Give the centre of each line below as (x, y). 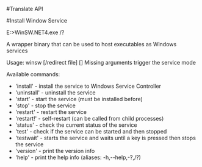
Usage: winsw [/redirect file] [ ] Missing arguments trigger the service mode (101, 62)
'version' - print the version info (55, 151)
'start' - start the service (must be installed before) (79, 99)
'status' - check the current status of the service (76, 125)
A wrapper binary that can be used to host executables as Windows (92, 44)
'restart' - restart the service (51, 112)
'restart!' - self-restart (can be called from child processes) (89, 119)
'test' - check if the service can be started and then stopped (91, 131)
